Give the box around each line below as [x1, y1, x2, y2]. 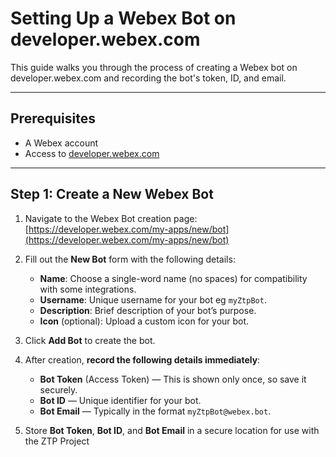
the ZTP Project [24, 435, 90, 447]
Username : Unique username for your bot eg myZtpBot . [39, 293, 267, 306]
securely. [39, 383, 78, 396]
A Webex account [24, 137, 99, 149]
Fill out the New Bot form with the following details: [24, 253, 236, 265]
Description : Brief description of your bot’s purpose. [39, 304, 257, 316]
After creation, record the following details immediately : [24, 353, 261, 366]
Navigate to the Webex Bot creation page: [24, 212, 198, 224]
